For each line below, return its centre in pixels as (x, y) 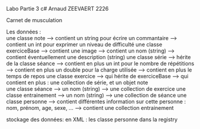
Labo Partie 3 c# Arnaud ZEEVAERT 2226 (57, 9)
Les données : (24, 32)
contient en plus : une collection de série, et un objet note (77, 82)
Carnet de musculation (34, 20)
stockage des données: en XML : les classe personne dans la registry (92, 119)
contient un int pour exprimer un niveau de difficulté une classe (84, 44)
